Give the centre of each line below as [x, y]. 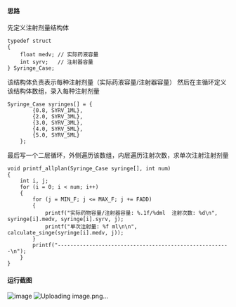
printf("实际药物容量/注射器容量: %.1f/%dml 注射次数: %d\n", [131, 213]
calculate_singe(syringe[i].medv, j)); [66, 233]
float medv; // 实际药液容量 [59, 55]
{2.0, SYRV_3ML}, [58, 117]
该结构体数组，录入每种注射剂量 [53, 91]
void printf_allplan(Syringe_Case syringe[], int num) [89, 169]
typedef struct [29, 41]
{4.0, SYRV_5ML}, [58, 129]
